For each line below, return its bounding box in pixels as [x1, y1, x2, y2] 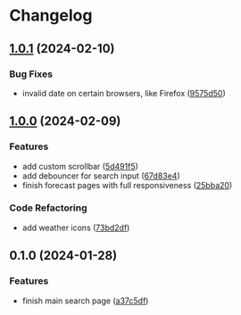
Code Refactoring [9, 202, 87, 214]
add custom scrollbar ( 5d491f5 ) [21, 161, 138, 171]
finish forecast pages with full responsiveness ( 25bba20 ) [21, 179, 233, 190]
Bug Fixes [9, 68, 54, 80]
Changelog [9, 5, 93, 26]
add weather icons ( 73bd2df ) [21, 222, 130, 233]
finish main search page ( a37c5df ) [21, 295, 149, 306]
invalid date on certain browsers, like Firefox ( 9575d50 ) [21, 87, 226, 98]
